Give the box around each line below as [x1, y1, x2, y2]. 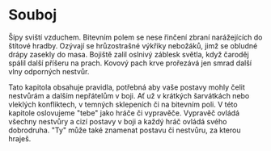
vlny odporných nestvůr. [8, 66, 90, 76]
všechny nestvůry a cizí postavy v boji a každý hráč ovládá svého [8, 116, 227, 126]
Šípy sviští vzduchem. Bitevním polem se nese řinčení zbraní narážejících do [8, 32, 263, 42]
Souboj [8, 6, 57, 24]
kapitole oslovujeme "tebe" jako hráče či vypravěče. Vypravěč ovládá [8, 107, 240, 118]
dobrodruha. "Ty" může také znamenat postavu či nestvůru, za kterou [8, 125, 241, 135]
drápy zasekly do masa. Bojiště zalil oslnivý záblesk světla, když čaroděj [8, 49, 249, 59]
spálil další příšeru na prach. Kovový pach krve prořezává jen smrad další [8, 58, 252, 68]
